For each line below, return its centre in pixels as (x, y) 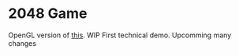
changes (22, 43)
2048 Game (48, 14)
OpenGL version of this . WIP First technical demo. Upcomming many (120, 35)
